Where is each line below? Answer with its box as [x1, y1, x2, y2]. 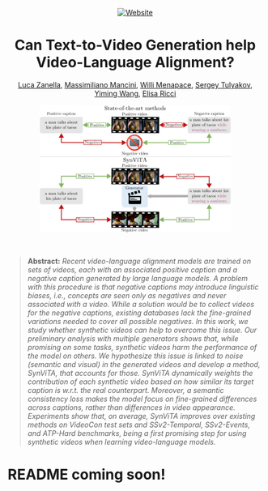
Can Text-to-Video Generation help [14, 36, 257, 54]
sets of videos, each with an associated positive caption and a [27, 265, 238, 275]
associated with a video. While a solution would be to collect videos [27, 300, 255, 310]
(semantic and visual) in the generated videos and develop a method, [27, 360, 261, 369]
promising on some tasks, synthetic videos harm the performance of [27, 343, 257, 352]
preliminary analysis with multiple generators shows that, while [27, 334, 240, 344]
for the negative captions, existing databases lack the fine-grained [27, 308, 252, 318]
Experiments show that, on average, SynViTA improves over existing [27, 412, 256, 421]
